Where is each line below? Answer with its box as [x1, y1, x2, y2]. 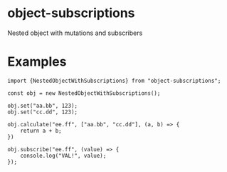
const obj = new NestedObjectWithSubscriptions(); [7, 89, 161, 97]
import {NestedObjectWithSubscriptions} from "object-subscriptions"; [7, 77, 221, 84]
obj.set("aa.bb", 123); [7, 102, 78, 109]
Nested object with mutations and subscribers [7, 29, 143, 37]
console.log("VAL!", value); [20, 152, 107, 159]
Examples [7, 54, 67, 70]
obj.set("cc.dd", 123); [7, 108, 78, 116]
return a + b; [20, 127, 62, 134]
